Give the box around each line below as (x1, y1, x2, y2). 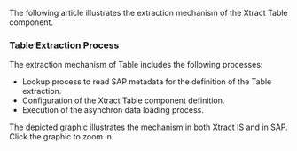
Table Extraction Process (9, 39, 120, 52)
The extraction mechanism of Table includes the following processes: (9, 60, 263, 70)
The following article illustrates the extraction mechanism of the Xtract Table (9, 8, 288, 18)
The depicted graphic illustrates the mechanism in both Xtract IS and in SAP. (9, 122, 288, 132)
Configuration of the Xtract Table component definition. (21, 95, 225, 106)
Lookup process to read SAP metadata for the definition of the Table (21, 76, 272, 87)
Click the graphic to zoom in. (9, 131, 114, 142)
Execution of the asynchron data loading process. (21, 105, 204, 115)
